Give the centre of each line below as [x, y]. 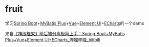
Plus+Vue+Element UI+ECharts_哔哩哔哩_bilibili [53, 40]
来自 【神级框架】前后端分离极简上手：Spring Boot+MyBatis [65, 33]
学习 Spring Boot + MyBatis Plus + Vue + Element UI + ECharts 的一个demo [75, 23]
